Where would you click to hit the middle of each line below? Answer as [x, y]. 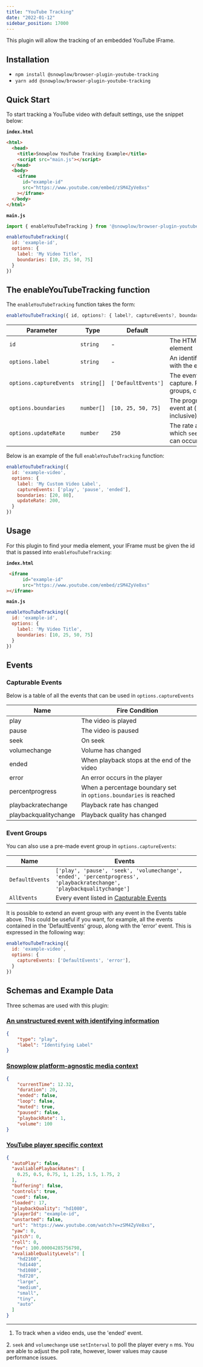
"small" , [28, 1293]
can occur [184, 441]
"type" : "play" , [38, 1039]
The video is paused [110, 731]
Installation [28, 59]
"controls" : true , [35, 1191]
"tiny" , [27, 1299]
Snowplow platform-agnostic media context [72, 1066]
